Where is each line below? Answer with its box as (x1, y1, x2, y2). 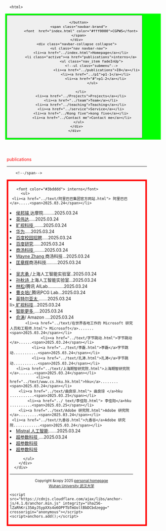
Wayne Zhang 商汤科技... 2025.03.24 (16, 253, 90, 259)
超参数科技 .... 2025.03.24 (16, 434, 68, 440)
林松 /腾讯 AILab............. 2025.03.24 (16, 283, 88, 289)
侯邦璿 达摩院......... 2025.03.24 (16, 210, 78, 215)
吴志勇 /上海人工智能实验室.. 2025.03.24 (16, 270, 97, 277)
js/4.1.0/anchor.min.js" (9, 501, 61, 506)
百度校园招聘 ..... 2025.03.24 (16, 234, 72, 240)
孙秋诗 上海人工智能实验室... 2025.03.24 (16, 277, 97, 283)
